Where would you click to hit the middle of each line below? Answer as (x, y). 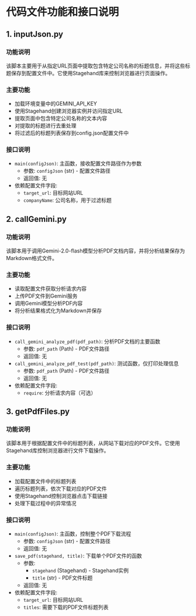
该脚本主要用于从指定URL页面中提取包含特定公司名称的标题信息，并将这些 (96, 66)
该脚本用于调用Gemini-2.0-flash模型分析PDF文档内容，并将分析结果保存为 (96, 251)
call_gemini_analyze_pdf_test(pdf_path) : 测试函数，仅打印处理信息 (97, 363)
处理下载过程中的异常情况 (45, 503)
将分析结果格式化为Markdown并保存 (58, 311)
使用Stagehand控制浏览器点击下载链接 (61, 496)
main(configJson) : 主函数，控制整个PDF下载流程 (73, 534)
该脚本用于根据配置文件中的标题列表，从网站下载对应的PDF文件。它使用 (93, 443)
